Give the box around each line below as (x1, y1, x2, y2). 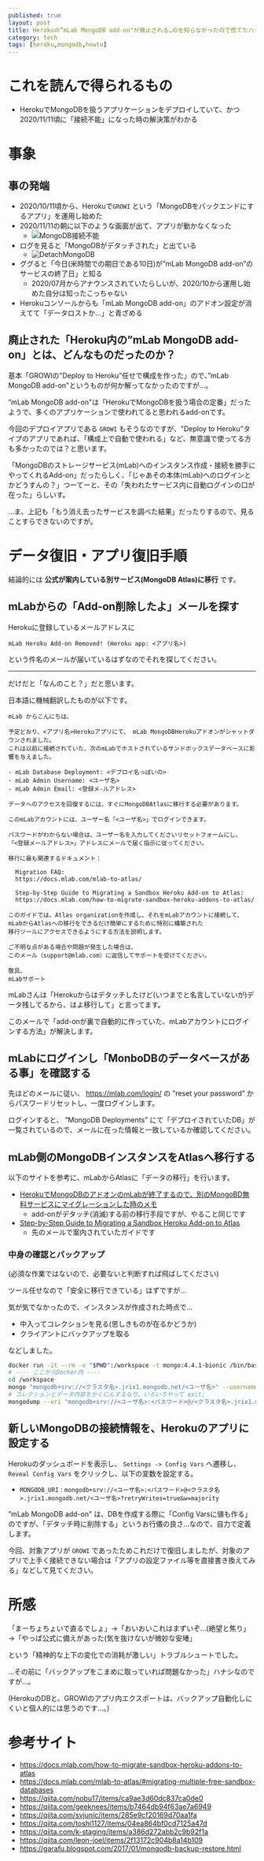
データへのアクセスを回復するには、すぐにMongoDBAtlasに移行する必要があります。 (8, 800, 243, 808)
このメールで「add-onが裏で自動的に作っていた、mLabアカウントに (8, 1016, 229, 1025)
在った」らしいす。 (8, 489, 70, 499)
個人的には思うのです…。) (28, 1703, 110, 1713)
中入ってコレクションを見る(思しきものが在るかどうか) (19, 1319, 197, 1328)
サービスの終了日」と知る (19, 269, 103, 278)
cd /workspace (8, 1376, 55, 1384)
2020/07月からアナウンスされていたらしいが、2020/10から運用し (31, 279, 244, 288)
